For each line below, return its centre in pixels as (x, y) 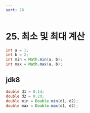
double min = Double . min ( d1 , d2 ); (42, 101)
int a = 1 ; (17, 50)
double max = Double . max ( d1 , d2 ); (42, 106)
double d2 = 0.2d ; (25, 96)
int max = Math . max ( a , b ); (34, 64)
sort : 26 (15, 10)
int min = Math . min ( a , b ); (34, 60)
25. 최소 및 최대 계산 (45, 36)
